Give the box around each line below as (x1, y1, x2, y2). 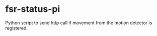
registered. (5, 25, 28, 31)
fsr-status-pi (5, 3, 60, 15)
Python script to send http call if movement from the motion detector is (5, 20, 152, 26)
